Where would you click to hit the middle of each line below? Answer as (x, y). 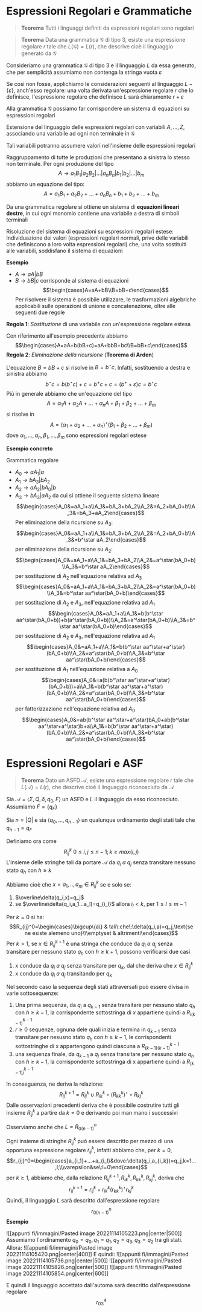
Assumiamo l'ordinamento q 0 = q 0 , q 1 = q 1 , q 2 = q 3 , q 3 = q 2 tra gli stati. (94, 1241)
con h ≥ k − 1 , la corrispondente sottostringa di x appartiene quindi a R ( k (105, 1062)
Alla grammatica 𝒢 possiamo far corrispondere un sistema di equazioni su (98, 108)
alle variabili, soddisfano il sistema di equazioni (65, 251)
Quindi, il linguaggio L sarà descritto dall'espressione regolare (83, 1200)
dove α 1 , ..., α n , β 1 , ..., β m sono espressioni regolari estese (77, 436)
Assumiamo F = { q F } (32, 808)
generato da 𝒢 (39, 53)
